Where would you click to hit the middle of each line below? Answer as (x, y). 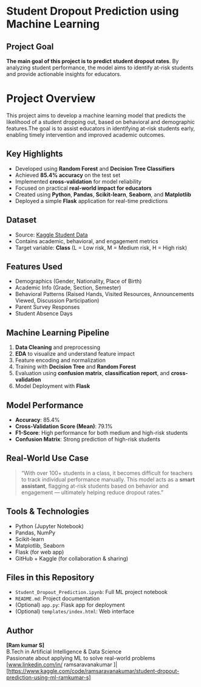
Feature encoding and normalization (60, 361)
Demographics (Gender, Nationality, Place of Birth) (78, 281)
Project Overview (51, 99)
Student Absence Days (44, 314)
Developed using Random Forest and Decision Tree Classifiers (95, 168)
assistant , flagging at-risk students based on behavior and (95, 486)
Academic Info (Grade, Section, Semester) (68, 288)
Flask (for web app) (39, 552)
